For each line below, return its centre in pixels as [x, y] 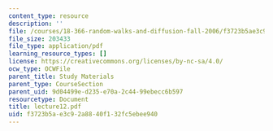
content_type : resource [49, 16]
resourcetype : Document [49, 99]
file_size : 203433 [39, 39]
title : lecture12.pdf [45, 107]
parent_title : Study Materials [61, 76]
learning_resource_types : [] [58, 54]
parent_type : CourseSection [56, 84]
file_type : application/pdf [56, 46]
